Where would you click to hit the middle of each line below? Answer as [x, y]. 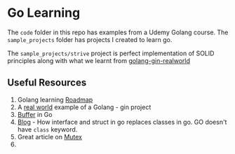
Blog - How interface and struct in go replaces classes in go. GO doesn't [122, 122]
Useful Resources [47, 83]
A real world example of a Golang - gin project [84, 107]
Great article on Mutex [50, 136]
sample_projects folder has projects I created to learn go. [90, 39]
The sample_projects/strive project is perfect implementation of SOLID [111, 53]
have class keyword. [47, 129]
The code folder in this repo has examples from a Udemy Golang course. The [118, 32]
